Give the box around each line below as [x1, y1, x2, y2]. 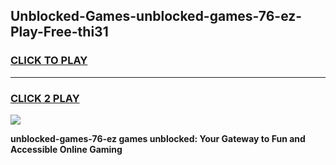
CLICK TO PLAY [10, 54, 88, 68]
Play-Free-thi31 [10, 24, 109, 41]
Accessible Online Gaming [10, 143, 123, 155]
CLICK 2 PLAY [10, 91, 80, 105]
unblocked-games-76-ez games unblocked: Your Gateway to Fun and [10, 132, 306, 144]
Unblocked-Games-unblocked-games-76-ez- [10, 8, 303, 25]
